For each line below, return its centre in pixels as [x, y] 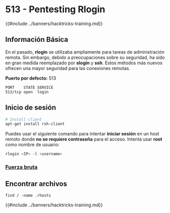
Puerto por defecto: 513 [31, 78]
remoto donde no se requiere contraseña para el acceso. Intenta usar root [84, 139]
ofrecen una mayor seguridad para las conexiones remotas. [68, 68]
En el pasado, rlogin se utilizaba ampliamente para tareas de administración [85, 52]
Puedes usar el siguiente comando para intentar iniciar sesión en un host [82, 134]
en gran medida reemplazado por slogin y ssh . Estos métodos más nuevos [84, 63]
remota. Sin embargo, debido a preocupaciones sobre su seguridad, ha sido [85, 57]
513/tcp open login [27, 92]
